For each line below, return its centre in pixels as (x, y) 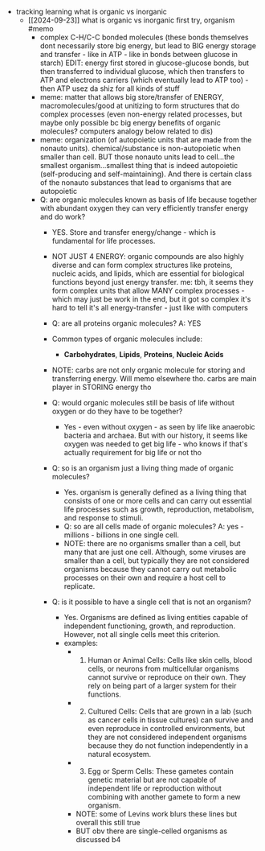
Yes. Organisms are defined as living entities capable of (156, 617)
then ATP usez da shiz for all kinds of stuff (110, 88)
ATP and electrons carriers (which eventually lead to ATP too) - (144, 80)
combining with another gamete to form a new (164, 797)
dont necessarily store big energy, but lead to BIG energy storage (148, 46)
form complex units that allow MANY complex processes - (148, 290)
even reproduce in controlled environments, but (167, 728)
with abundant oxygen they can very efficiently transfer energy (144, 208)
